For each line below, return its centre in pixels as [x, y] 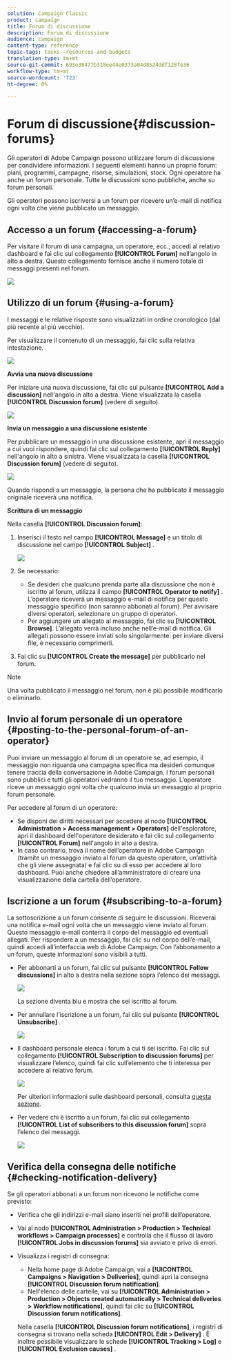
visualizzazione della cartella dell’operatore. [79, 880]
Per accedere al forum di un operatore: [62, 807]
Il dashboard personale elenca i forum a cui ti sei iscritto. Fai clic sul [113, 1049]
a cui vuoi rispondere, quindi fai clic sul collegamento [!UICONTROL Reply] [114, 448]
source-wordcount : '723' [43, 78]
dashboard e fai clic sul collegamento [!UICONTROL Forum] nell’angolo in [112, 254]
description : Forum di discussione [58, 33]
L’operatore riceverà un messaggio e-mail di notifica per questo [118, 599]
